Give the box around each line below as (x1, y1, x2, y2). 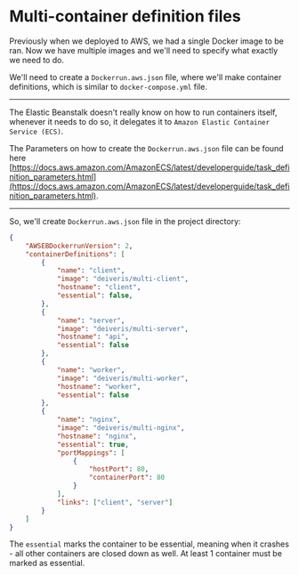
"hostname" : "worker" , (56, 382, 141, 391)
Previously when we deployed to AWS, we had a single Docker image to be (9, 36, 285, 46)
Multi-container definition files (9, 6, 242, 27)
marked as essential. (9, 558, 85, 569)
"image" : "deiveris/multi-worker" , (56, 374, 190, 383)
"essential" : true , (56, 440, 129, 449)
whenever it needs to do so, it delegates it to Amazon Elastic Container (9, 116, 270, 126)
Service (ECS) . (9, 126, 64, 136)
